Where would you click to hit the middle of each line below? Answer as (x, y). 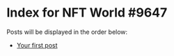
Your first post (37, 45)
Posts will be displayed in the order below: (67, 32)
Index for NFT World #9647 (87, 13)
